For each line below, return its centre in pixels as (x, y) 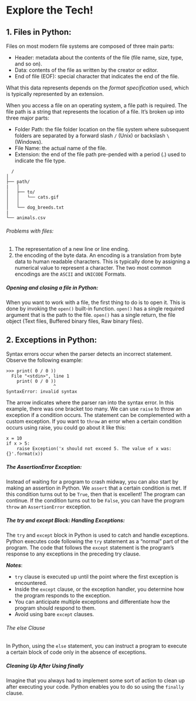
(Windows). (28, 142)
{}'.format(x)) (25, 454)
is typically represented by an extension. (55, 94)
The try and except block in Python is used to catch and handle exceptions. (98, 535)
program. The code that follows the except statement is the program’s (90, 547)
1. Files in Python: (39, 32)
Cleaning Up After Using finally (45, 666)
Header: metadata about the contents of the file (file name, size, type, (99, 57)
